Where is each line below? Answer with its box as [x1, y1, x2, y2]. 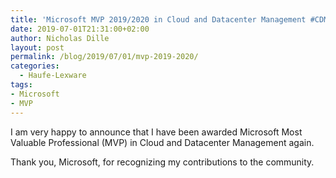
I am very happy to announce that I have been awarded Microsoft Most [10, 126, 303, 138]
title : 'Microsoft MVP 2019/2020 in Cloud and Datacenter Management [10, 14, 307, 25]
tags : [10, 80, 33, 90]
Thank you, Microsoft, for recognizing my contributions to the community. [10, 156, 315, 168]
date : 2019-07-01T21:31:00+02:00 [10, 24, 150, 34]
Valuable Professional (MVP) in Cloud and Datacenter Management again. [10, 136, 315, 148]
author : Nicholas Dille [10, 33, 110, 43]
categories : [10, 61, 60, 71]
